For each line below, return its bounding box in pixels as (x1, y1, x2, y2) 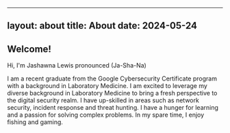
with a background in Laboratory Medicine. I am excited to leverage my (7, 82, 207, 90)
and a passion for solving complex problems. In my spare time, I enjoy (7, 110, 205, 119)
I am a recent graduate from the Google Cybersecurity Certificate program (7, 74, 218, 83)
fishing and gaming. (7, 118, 64, 126)
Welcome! (7, 43, 51, 55)
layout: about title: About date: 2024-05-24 (7, 20, 197, 31)
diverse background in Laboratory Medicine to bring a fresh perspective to (7, 89, 218, 98)
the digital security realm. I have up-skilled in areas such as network (7, 96, 200, 104)
